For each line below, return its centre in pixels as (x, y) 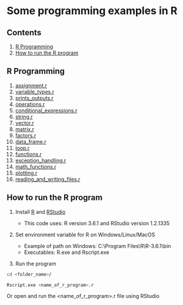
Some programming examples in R (92, 11)
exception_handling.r (41, 160)
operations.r (30, 104)
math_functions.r (36, 166)
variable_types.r (35, 92)
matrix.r (25, 129)
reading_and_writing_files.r (48, 179)
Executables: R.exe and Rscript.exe (66, 252)
